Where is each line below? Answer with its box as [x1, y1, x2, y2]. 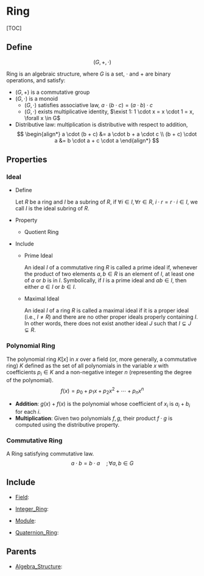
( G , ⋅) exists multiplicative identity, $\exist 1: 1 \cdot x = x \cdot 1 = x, [24, 108, 194, 115]
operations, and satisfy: [6, 76, 66, 84]
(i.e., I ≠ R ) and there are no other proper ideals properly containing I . [24, 313, 198, 321]
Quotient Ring [24, 229, 59, 236]
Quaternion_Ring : [15, 528, 59, 536]
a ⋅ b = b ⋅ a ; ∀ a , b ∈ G [71, 460, 134, 467]
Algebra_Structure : [15, 563, 63, 570]
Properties [6, 154, 47, 165]
